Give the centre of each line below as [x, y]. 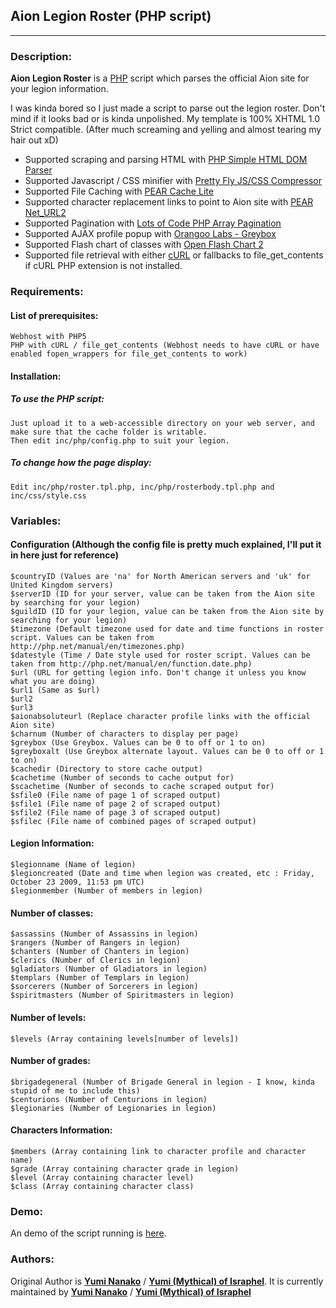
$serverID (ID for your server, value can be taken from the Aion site [162, 594]
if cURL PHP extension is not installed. [103, 266]
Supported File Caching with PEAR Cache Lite [119, 191]
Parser [38, 170]
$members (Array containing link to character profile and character [158, 1151]
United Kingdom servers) [62, 585]
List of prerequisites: [54, 315]
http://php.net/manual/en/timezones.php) [98, 646]
